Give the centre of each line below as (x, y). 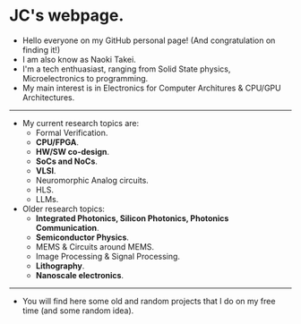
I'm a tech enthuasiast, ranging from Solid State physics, (126, 69)
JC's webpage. (67, 16)
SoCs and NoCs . (67, 161)
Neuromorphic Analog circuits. (92, 180)
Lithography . (60, 266)
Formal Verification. (72, 132)
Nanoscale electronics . (79, 275)
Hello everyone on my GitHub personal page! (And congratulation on (149, 40)
